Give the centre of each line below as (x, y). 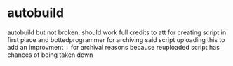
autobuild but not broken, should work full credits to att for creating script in (117, 32)
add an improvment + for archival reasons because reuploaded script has (113, 47)
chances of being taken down (50, 55)
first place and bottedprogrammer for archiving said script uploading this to (116, 39)
